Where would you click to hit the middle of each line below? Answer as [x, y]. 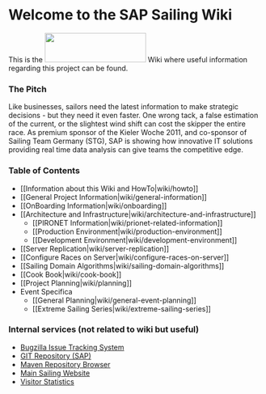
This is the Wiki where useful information [128, 59]
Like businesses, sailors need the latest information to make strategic [124, 107]
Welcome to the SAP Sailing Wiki [120, 15]
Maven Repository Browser [65, 364]
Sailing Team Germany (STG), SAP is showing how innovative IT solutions [131, 141]
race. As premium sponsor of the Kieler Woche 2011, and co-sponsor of [128, 133]
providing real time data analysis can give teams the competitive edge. [126, 150]
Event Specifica [46, 291]
